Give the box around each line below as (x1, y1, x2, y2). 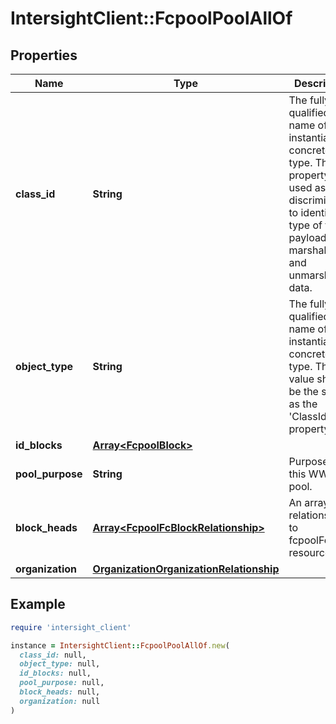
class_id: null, (19, 650, 87, 660)
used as (288, 181, 327, 194)
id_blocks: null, (19, 668, 92, 679)
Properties (10, 47, 78, 64)
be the (288, 385, 319, 398)
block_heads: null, (19, 687, 101, 697)
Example (10, 596, 66, 613)
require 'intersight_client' (10, 622, 132, 632)
